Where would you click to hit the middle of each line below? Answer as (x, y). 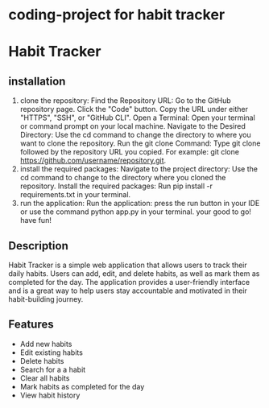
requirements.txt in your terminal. (75, 195)
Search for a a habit (53, 369)
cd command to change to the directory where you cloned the (123, 178)
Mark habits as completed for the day (82, 386)
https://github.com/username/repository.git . (93, 161)
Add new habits (46, 344)
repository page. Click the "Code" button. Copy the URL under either (134, 109)
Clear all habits (45, 378)
